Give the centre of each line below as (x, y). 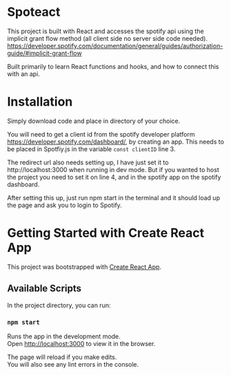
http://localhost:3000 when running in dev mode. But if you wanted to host (113, 169)
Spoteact (34, 12)
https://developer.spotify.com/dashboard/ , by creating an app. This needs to (115, 142)
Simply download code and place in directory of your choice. (94, 121)
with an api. (23, 74)
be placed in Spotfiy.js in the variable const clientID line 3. (91, 148)
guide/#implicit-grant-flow (44, 53)
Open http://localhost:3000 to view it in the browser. (81, 343)
